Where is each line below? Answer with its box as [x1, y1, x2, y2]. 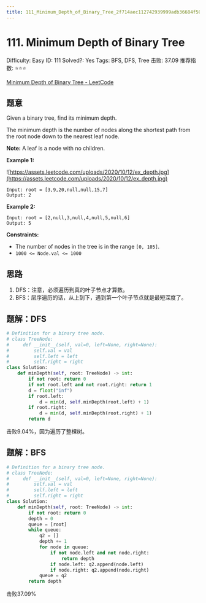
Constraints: [6, 231, 39, 238]
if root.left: [28, 393, 64, 399]
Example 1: [6, 157, 35, 164]
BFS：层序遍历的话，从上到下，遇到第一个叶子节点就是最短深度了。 [15, 294, 187, 301]
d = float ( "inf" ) [28, 387, 72, 394]
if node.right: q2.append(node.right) [50, 567, 150, 573]
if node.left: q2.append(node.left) [50, 561, 144, 567]
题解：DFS [6, 314, 47, 324]
